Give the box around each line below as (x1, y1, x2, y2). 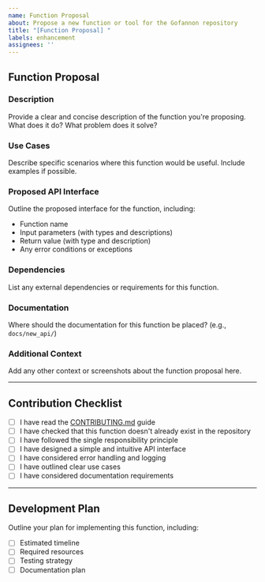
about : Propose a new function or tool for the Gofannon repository (8, 19, 238, 27)
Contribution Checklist (8, 396, 122, 410)
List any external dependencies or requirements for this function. (8, 282, 219, 292)
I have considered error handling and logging (19, 453, 166, 463)
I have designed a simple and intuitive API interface (19, 444, 187, 454)
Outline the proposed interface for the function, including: (8, 204, 196, 214)
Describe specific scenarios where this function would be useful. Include (8, 158, 245, 168)
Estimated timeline (19, 539, 80, 548)
